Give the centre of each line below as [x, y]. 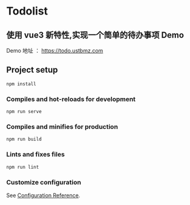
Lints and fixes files [36, 154]
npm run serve [24, 112]
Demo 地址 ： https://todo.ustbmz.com [55, 50]
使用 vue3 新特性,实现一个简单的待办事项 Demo [95, 35]
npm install [21, 84]
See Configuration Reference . [43, 195]
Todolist [27, 11]
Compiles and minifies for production [62, 127]
